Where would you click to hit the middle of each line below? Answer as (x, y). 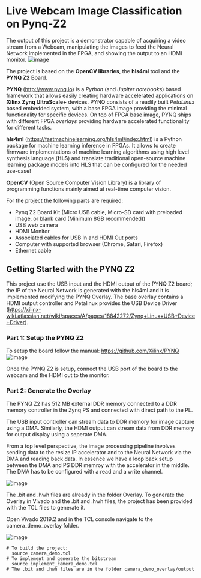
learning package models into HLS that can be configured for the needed (97, 164)
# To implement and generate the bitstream (61, 559)
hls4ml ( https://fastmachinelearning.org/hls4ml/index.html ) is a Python (94, 139)
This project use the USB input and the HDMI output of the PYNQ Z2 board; (99, 284)
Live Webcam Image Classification (94, 11)
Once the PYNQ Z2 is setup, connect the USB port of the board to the (92, 369)
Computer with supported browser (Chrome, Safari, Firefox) (89, 244)
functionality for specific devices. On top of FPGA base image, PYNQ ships (99, 115)
